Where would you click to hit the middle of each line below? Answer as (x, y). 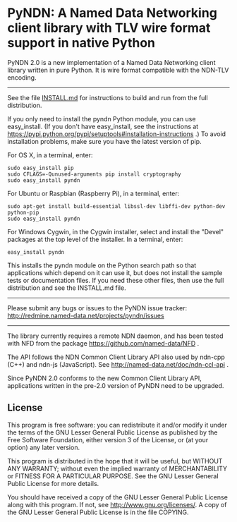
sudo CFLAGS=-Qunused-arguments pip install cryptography (94, 174)
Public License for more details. (53, 483)
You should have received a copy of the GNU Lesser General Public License (117, 497)
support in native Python (81, 43)
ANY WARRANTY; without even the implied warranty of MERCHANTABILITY (117, 468)
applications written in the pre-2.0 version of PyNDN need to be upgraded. (116, 385)
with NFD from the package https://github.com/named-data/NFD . (103, 343)
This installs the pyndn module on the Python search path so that (102, 265)
